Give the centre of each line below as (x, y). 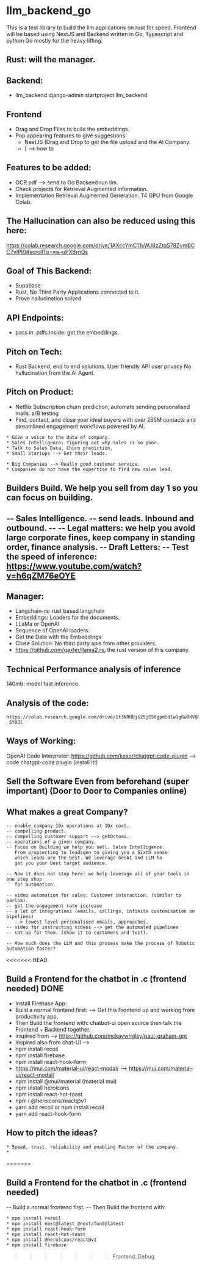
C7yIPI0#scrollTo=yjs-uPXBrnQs (47, 251)
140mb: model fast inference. (43, 684)
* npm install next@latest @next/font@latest (65, 1224)
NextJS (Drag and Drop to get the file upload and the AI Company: (107, 142)
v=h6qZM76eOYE (41, 575)
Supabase (28, 286)
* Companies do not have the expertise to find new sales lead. (90, 469)
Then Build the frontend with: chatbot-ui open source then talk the (98, 1022)
